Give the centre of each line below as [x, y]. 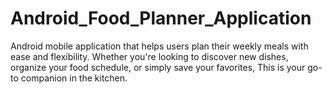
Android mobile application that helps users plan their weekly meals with [159, 46]
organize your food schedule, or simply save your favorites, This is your [158, 67]
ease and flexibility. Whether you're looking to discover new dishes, [149, 56]
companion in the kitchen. [74, 78]
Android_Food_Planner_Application [161, 18]
